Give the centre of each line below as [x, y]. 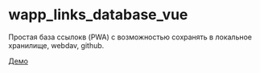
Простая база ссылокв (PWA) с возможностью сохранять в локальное [130, 37]
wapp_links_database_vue [98, 15]
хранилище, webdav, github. [56, 45]
